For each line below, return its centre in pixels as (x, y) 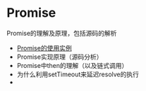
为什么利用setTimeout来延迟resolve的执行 (78, 74)
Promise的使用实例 (44, 48)
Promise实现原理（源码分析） (60, 57)
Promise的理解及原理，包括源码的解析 (62, 33)
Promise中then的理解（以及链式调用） (72, 65)
